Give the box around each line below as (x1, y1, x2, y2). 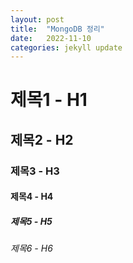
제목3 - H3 (10, 164, 60, 178)
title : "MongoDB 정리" (10, 24, 105, 34)
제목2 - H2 (10, 131, 74, 148)
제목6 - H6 (10, 242, 53, 255)
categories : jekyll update (10, 42, 123, 53)
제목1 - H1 (10, 89, 88, 111)
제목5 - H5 (10, 215, 53, 227)
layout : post (10, 14, 65, 25)
